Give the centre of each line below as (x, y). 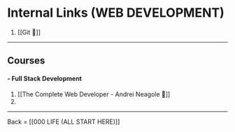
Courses (26, 61)
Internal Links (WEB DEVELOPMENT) (116, 13)
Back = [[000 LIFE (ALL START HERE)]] (64, 122)
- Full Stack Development (45, 78)
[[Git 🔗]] (29, 32)
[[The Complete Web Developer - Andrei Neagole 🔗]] (94, 94)
